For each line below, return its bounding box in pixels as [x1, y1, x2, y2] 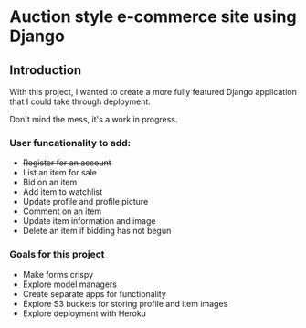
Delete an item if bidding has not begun [22, 226, 172, 237]
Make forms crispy [22, 269, 94, 280]
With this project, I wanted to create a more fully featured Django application [9, 87, 297, 97]
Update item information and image [22, 216, 156, 227]
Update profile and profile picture [22, 196, 149, 207]
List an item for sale [22, 167, 98, 178]
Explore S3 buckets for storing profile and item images [22, 298, 228, 309]
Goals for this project [9, 249, 105, 261]
